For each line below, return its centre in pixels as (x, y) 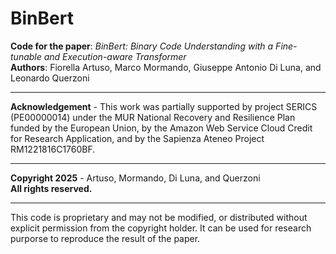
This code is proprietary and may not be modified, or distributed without (159, 217)
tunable (26, 56)
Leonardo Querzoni (50, 78)
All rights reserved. (51, 188)
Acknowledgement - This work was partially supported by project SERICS (164, 106)
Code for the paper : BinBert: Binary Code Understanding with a (142, 46)
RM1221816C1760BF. (53, 149)
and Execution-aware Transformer (115, 56)
